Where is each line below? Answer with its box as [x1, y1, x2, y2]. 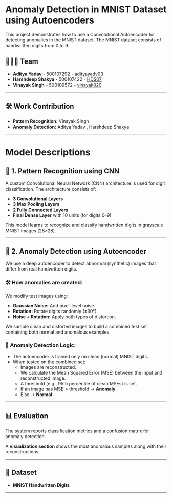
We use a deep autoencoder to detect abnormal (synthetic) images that [5, 260, 156, 267]
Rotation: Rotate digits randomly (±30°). [12, 308, 98, 314]
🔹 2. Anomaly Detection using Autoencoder [5, 247, 147, 256]
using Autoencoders [5, 14, 95, 26]
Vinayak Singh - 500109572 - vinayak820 [12, 81, 102, 88]
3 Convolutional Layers [12, 196, 63, 202]
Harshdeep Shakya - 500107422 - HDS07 [12, 76, 102, 82]
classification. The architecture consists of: [5, 185, 96, 192]
